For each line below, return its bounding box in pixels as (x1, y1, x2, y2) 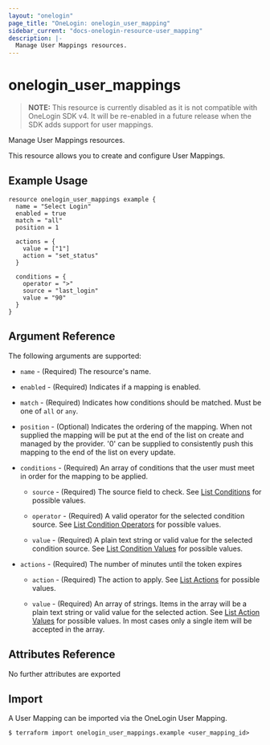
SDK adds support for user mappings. (27, 120, 154, 129)
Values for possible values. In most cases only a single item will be (31, 616, 252, 625)
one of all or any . (19, 406, 79, 416)
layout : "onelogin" (8, 11, 74, 20)
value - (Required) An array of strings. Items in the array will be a (31, 599, 247, 609)
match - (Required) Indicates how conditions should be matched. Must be (19, 397, 262, 407)
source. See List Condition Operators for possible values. (31, 519, 222, 529)
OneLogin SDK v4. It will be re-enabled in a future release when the (27, 112, 252, 121)
